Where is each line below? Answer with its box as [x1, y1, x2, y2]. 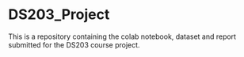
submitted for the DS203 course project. [8, 40, 140, 49]
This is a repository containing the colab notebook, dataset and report [8, 32, 236, 41]
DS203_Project [8, 6, 110, 24]
